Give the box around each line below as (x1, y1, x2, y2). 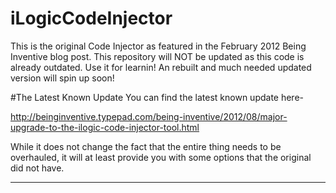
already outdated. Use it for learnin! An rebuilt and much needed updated (10, 61, 312, 73)
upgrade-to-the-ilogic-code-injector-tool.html (10, 121, 200, 133)
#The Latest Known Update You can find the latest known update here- (10, 91, 305, 103)
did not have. (10, 162, 65, 174)
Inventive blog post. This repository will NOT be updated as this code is (10, 50, 305, 62)
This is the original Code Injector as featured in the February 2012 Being (10, 40, 307, 52)
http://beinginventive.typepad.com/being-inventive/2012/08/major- (10, 110, 288, 122)
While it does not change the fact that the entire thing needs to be (10, 140, 282, 152)
